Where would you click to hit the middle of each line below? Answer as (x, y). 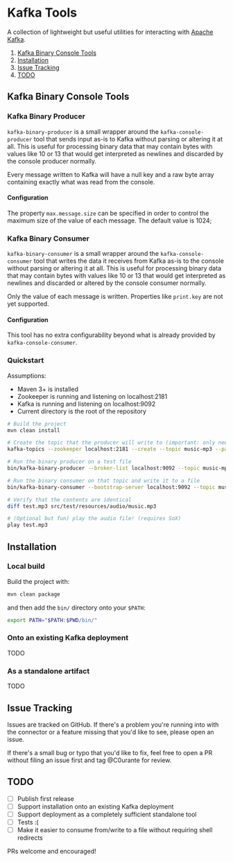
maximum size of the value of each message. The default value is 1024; (110, 221)
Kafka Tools (42, 13)
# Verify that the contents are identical (69, 500)
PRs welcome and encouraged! (52, 852)
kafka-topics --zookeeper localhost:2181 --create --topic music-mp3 (110, 449)
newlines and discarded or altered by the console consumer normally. (107, 283)
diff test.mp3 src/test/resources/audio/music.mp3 (82, 506)
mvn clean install (34, 430)
